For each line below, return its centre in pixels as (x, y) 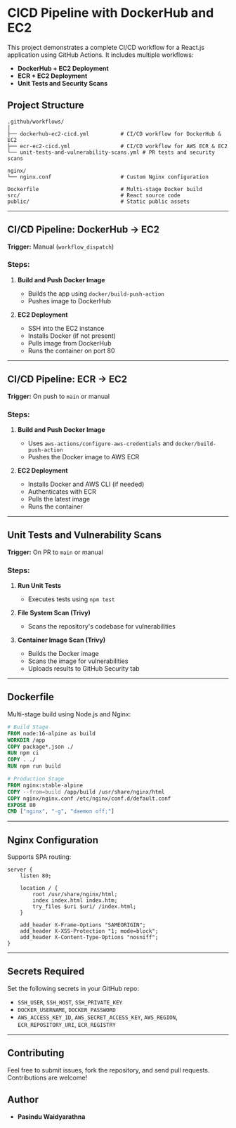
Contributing (36, 1053)
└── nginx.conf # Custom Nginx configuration (108, 177)
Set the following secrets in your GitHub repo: (73, 988)
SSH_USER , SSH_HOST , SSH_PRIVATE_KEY (70, 1002)
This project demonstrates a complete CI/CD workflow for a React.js (106, 47)
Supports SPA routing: (39, 857)
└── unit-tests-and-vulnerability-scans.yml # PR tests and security (111, 152)
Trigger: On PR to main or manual (55, 552)
